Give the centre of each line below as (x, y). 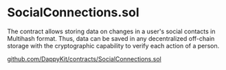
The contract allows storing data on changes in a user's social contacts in (111, 31)
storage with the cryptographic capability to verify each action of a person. (113, 46)
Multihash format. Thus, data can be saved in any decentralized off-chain (111, 38)
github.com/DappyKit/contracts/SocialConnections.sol (84, 58)
